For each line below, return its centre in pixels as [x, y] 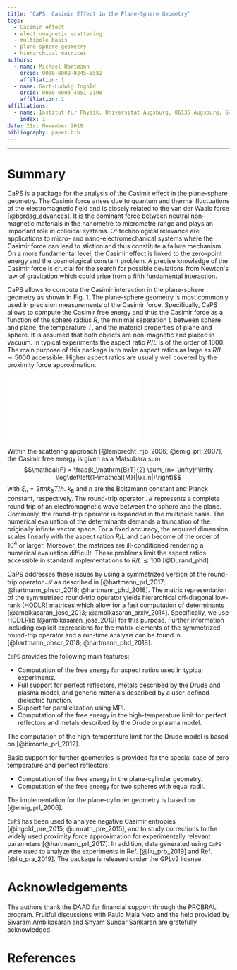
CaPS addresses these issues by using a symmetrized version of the [107, 574]
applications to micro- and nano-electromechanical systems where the [110, 238]
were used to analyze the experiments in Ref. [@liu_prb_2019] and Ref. [110, 851]
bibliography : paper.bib [44, 132]
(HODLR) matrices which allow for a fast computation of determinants [123, 605]
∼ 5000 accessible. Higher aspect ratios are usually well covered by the [112, 357]
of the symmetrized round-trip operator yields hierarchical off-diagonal [110, 597]
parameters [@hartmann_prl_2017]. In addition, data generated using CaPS [115, 843]
